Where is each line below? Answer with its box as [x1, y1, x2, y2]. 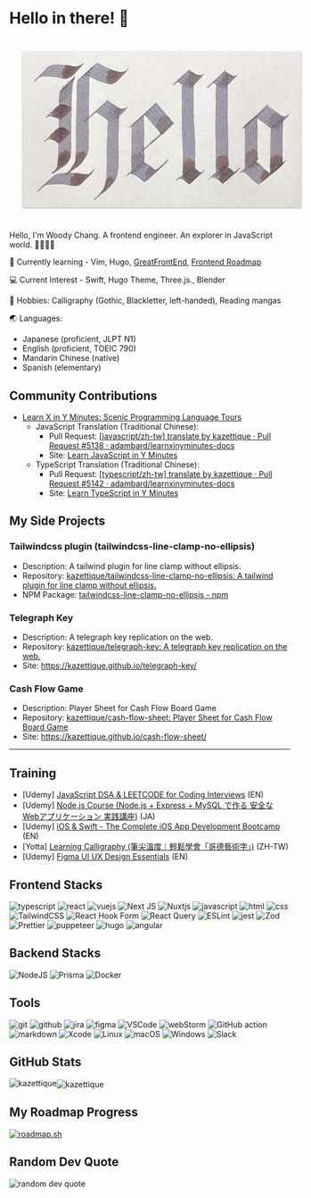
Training [9, 766, 57, 781]
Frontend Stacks [9, 877, 103, 892]
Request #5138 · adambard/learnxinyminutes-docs [48, 440, 235, 451]
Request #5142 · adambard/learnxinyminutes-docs [48, 478, 235, 490]
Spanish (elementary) [21, 362, 102, 373]
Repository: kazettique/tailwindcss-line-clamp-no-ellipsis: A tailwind [21, 570, 274, 581]
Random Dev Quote [9, 1154, 119, 1169]
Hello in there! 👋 [9, 8, 129, 29]
